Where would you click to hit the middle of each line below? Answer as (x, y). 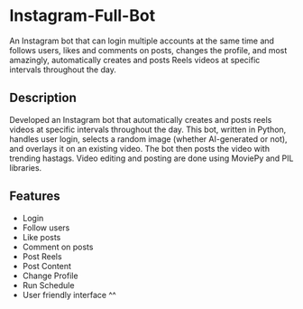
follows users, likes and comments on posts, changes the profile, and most (148, 50)
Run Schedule (48, 285)
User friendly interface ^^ (69, 295)
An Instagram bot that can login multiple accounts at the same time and (142, 41)
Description (43, 98)
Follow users (46, 228)
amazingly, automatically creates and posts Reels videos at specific (135, 60)
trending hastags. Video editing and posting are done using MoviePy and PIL (151, 158)
